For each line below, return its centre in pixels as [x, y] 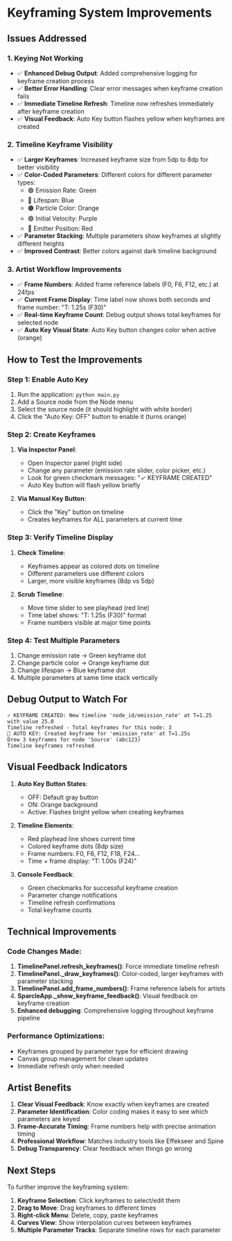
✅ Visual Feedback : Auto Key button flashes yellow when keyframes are [121, 119]
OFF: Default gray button [63, 797]
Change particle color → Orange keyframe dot [83, 663]
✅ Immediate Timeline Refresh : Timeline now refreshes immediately [115, 103]
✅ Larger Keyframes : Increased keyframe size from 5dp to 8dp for [113, 160]
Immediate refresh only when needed [71, 1065]
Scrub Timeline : [41, 594]
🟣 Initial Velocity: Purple [62, 219]
